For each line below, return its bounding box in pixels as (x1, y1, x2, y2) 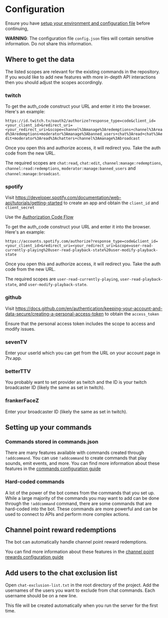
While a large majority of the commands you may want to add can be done (5, 495, 159, 501)
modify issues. (5, 326, 36, 332)
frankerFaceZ (5, 397, 39, 404)
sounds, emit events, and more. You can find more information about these (5, 460, 160, 467)
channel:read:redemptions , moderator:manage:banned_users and (5, 165, 136, 172)
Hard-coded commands (5, 478, 65, 485)
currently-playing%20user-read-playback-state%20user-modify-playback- (5, 248, 158, 253)
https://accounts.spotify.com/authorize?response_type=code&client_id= (5, 239, 158, 244)
